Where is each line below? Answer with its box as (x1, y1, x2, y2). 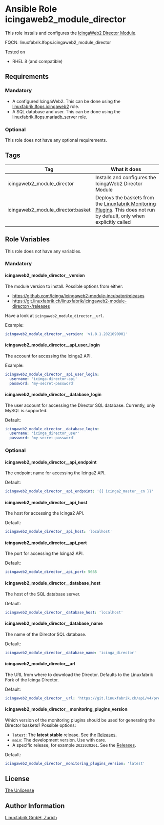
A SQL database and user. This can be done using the (12, 108, 121, 114)
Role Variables (5, 235, 50, 244)
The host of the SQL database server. (5, 591, 81, 597)
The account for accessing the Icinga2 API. (5, 353, 92, 359)
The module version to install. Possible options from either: (5, 283, 123, 289)
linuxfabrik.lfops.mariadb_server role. (12, 114, 87, 120)
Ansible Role (5, 3, 57, 15)
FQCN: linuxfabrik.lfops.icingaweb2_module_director (5, 39, 111, 45)
